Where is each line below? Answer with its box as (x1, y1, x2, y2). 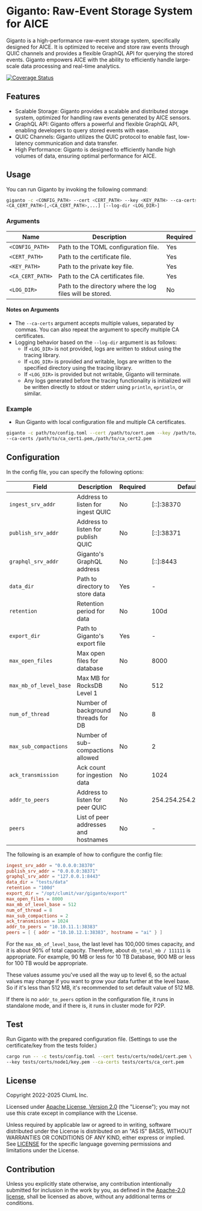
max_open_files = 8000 (6, 896, 63, 902)
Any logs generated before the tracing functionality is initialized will (23, 377, 191, 384)
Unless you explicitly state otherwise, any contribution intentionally (6, 1180, 172, 1188)
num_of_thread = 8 (6, 907, 52, 913)
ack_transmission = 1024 (6, 918, 69, 924)
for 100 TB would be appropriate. (6, 960, 88, 967)
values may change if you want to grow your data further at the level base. (6, 978, 191, 985)
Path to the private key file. (58, 262, 134, 271)
